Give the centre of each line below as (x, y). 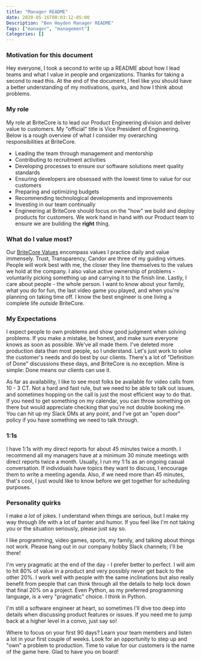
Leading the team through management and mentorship (84, 153)
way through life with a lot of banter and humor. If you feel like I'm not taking (100, 522)
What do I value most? (39, 239)
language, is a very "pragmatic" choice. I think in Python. (76, 596)
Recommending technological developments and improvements (94, 198)
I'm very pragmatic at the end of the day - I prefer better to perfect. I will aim (100, 564)
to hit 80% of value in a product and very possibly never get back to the (95, 571)
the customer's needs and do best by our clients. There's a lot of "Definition (100, 358)
